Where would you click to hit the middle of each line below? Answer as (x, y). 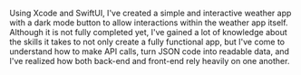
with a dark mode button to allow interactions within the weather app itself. (149, 23)
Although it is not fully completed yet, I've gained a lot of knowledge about (148, 32)
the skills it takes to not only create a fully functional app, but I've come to (147, 42)
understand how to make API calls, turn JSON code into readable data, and (150, 52)
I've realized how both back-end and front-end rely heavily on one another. (150, 61)
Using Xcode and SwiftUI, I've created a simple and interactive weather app (150, 13)
